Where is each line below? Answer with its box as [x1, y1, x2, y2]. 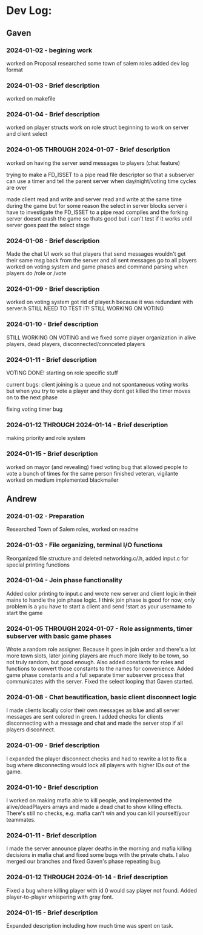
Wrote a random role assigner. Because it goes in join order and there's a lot [6, 646, 196, 653]
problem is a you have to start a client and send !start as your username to [6, 602, 192, 610]
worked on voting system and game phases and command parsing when [6, 263, 188, 270]
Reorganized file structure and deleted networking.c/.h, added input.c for [6, 554, 189, 562]
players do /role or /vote [6, 270, 67, 277]
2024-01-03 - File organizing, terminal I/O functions [6, 541, 163, 549]
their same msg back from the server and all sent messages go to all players [6, 257, 197, 264]
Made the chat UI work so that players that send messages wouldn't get [6, 250, 186, 258]
